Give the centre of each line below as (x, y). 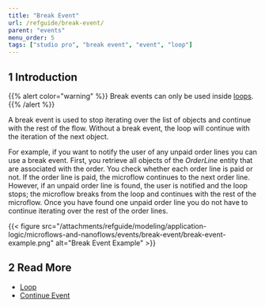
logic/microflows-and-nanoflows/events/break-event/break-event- (117, 234)
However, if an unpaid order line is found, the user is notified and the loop (128, 185)
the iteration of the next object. (59, 136)
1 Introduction (43, 77)
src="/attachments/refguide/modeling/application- (124, 226)
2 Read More (40, 268)
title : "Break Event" (44, 15)
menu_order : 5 (32, 38)
